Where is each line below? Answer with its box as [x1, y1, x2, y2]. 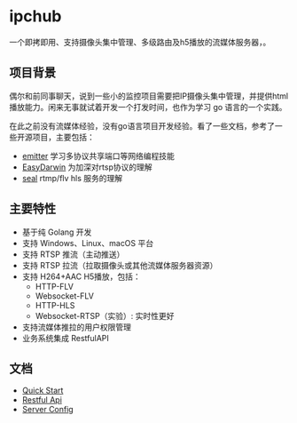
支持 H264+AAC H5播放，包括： [21, 271, 142, 282]
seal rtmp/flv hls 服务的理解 [21, 172, 123, 183]
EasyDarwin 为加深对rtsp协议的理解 [21, 162, 152, 172]
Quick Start [21, 385, 64, 396]
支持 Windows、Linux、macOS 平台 [21, 237, 153, 248]
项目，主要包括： [32, 132, 95, 142]
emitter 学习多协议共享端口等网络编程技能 [21, 150, 176, 161]
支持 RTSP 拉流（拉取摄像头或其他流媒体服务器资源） [21, 259, 218, 270]
